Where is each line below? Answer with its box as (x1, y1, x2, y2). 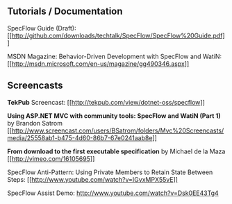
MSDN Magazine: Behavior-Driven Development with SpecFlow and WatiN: (7, 52, 222, 60)
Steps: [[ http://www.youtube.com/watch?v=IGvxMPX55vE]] (7, 175, 179, 183)
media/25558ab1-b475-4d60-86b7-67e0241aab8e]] (7, 133, 158, 142)
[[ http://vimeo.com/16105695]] (7, 154, 95, 162)
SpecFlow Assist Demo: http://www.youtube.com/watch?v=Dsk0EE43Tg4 (7, 189, 219, 197)
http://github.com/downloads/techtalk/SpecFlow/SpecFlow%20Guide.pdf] (11, 31, 225, 40)
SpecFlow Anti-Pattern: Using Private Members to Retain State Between (7, 168, 213, 176)
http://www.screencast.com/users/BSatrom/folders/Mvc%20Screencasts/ (11, 126, 224, 135)
